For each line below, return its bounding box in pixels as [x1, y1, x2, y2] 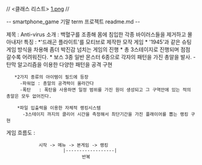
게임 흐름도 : [6, 129, 36, 136]
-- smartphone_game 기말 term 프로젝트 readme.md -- [6, 18, 140, 25]
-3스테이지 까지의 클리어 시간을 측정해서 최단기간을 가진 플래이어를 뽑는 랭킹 [22, 111, 189, 117]
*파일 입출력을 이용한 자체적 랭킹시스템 [17, 105, 101, 111]
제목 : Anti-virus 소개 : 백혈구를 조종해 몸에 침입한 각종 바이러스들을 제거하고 [6, 31, 186, 38]
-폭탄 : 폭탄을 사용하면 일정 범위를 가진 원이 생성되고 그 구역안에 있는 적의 [19, 87, 191, 93]
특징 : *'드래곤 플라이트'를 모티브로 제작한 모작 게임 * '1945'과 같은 [24, 39, 181, 45]
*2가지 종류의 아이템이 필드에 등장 [14, 74, 89, 80]
